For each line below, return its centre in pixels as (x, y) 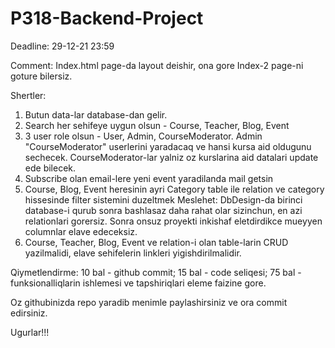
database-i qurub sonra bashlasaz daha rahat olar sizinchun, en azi (163, 210)
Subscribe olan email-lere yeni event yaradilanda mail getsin (149, 178)
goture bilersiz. (41, 76)
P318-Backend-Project (107, 18)
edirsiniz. (29, 313)
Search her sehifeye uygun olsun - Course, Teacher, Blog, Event (157, 125)
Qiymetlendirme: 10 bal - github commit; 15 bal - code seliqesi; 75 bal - (156, 272)
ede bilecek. (50, 168)
